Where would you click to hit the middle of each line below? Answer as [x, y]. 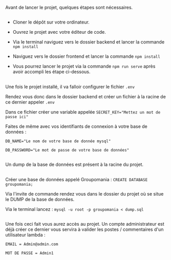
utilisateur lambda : [25, 234]
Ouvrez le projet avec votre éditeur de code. [59, 32]
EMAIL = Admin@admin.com [32, 244]
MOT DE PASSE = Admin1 [29, 253]
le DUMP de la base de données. [40, 199]
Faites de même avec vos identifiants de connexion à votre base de [76, 126]
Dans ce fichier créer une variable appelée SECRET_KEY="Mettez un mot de [83, 112]
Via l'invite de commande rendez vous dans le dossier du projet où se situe [84, 193]
